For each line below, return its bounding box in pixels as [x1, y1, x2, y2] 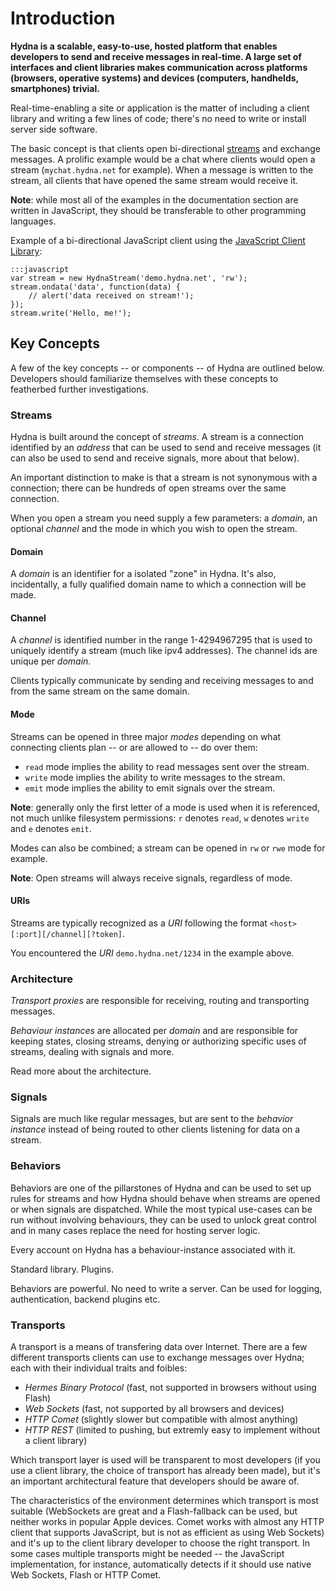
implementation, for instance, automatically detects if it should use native [10, 1558, 312, 1571]
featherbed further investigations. [10, 383, 149, 395]
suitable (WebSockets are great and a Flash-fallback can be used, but [10, 1505, 298, 1517]
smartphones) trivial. [10, 82, 100, 94]
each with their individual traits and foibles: [10, 1362, 188, 1374]
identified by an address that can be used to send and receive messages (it [10, 442, 322, 454]
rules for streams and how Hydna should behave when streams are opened [10, 1192, 321, 1204]
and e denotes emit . [10, 822, 92, 834]
